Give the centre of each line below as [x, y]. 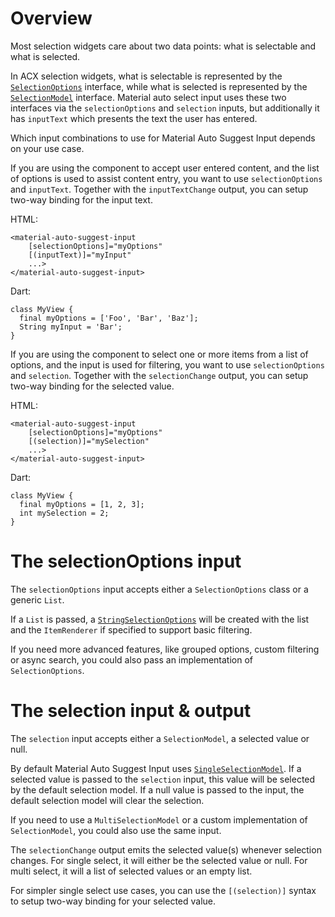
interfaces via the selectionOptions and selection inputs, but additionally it [165, 108]
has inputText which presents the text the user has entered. [134, 118]
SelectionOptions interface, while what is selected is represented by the [159, 86]
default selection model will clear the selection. [107, 800]
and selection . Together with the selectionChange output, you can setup [159, 375]
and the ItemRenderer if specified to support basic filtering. [131, 629]
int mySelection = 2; [64, 513]
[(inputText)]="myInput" [80, 255]
